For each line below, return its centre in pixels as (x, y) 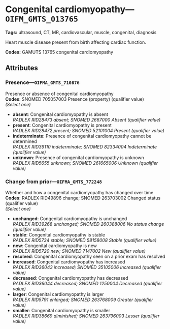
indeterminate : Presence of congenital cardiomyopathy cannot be (82, 136)
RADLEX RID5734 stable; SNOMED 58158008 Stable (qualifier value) (84, 240)
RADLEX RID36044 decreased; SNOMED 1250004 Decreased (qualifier (87, 283)
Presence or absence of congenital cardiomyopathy (59, 94)
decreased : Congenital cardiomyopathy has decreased (70, 278)
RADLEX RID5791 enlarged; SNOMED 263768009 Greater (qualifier (83, 300)
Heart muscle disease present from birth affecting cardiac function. (76, 42)
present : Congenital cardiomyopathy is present (62, 125)
